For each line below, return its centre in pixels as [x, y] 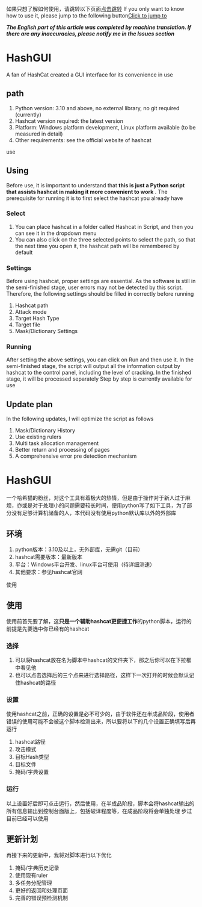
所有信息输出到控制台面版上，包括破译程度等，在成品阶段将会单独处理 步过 [99, 811]
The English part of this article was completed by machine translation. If [99, 27]
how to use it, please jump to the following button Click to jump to [87, 16]
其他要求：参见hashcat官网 [49, 572]
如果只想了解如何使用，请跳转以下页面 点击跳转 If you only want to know [95, 9]
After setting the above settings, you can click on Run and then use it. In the [100, 360]
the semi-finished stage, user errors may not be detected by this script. [95, 287]
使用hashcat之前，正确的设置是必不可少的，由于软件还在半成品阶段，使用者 [100, 714]
